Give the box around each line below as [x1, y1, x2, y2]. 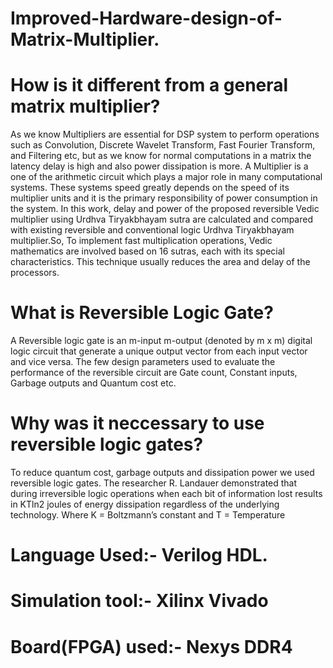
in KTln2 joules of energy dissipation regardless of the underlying [10, 498, 280, 510]
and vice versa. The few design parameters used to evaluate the [10, 356, 276, 368]
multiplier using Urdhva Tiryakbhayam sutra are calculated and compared [10, 213, 314, 226]
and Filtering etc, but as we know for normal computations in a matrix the [10, 150, 312, 162]
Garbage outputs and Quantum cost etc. [10, 377, 177, 389]
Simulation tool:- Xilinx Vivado [10, 590, 269, 612]
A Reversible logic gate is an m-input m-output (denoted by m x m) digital [10, 335, 313, 347]
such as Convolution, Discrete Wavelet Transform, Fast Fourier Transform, [10, 139, 316, 151]
